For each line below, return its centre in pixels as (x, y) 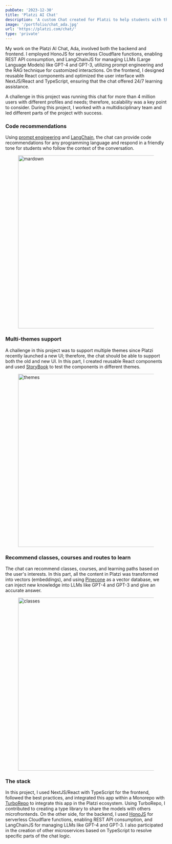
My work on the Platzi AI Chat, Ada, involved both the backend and (76, 48)
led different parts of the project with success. (54, 113)
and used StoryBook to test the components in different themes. (73, 367)
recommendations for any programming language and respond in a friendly (85, 143)
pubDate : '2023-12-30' (29, 10)
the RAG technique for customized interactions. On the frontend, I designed (85, 70)
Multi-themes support (33, 339)
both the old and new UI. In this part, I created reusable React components (84, 361)
